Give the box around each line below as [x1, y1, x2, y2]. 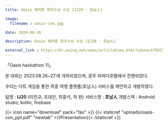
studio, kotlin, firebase [5, 100, 51, 105]
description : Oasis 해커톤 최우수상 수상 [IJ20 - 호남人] [5, 39, 116, 44]
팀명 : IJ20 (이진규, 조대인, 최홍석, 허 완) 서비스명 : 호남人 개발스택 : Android [5, 94, 155, 100]
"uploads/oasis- [121, 109, 154, 115]
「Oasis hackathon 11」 [5, 62, 53, 68]
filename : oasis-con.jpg [9, 21, 64, 26]
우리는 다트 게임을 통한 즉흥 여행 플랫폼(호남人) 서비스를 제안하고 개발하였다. [5, 83, 154, 89]
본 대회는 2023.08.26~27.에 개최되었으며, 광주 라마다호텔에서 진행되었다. [5, 73, 148, 79]
